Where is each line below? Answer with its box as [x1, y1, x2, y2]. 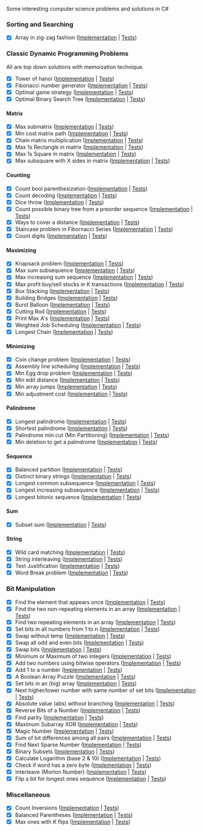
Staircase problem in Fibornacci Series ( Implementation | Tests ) [14, 226, 174, 232]
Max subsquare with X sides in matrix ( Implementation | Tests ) [14, 157, 171, 165]
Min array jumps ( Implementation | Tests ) [14, 383, 118, 391]
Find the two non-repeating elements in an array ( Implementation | [14, 605, 181, 613]
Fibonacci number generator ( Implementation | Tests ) [14, 82, 148, 89]
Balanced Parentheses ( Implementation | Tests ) [14, 811, 133, 818]
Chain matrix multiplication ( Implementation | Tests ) [14, 137, 144, 144]
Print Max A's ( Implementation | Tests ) [14, 314, 110, 322]
